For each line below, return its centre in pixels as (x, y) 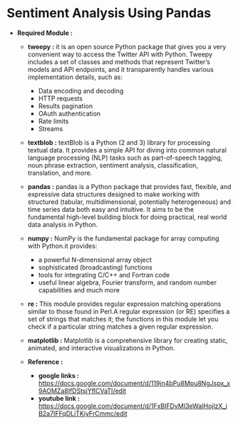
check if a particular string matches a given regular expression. (120, 327)
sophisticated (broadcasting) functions (95, 267)
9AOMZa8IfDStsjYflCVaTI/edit (82, 391)
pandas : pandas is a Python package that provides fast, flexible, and (129, 186)
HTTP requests (61, 98)
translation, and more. (60, 173)
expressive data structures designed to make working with (114, 194)
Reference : (45, 362)
